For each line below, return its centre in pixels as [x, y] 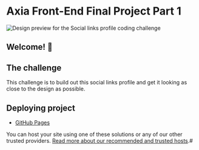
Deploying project [41, 108]
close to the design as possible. [46, 89]
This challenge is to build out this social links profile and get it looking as [97, 83]
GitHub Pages [32, 122]
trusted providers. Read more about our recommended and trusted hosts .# [99, 140]
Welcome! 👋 [29, 47]
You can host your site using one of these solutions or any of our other [95, 134]
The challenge [34, 68]
